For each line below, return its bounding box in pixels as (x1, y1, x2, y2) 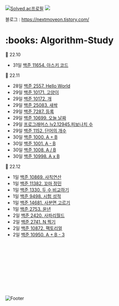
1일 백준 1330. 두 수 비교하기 (12, 187, 69, 193)
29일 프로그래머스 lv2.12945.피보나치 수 (12, 121, 93, 127)
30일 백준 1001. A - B (12, 140, 56, 146)
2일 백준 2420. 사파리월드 (12, 212, 65, 218)
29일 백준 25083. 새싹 (12, 102, 58, 108)
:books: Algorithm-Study (5, 35, 114, 46)
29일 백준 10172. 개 (12, 95, 52, 102)
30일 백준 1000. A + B (12, 134, 58, 140)
